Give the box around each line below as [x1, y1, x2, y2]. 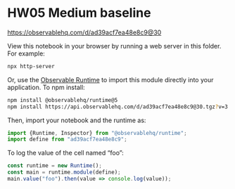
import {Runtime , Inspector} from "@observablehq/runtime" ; [7, 129, 188, 136]
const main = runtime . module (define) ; [7, 169, 121, 176]
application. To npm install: [7, 83, 86, 91]
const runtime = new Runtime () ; [7, 162, 102, 169]
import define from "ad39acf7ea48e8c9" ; [7, 136, 128, 143]
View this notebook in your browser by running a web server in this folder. [7, 41, 222, 50]
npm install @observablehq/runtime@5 [7, 96, 118, 103]
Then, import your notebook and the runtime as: [7, 116, 146, 124]
